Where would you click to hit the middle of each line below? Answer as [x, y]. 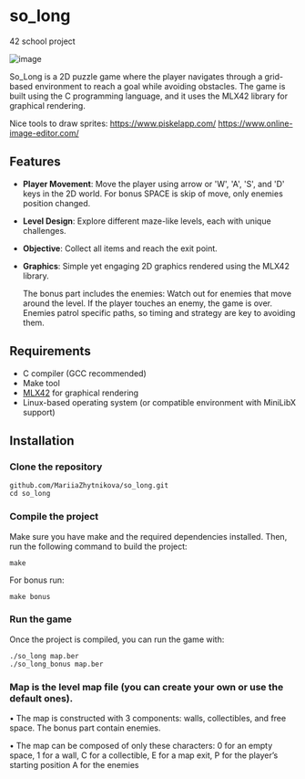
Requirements [50, 351]
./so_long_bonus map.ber [56, 664]
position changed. [56, 203]
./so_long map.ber [44, 656]
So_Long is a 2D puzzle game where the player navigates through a [136, 76]
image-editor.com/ [44, 132]
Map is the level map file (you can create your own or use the [147, 687]
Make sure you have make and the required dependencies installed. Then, [148, 536]
